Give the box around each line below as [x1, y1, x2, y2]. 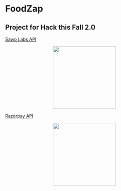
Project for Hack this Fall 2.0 [5, 23, 95, 32]
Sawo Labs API [5, 36, 37, 42]
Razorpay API [5, 113, 34, 119]
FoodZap [5, 3, 44, 15]
